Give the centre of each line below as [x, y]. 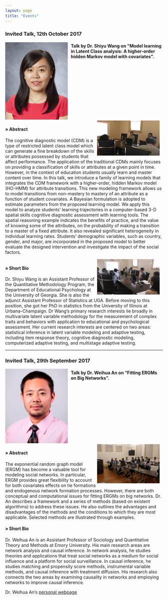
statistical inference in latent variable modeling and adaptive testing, [75, 333]
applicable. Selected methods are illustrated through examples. [70, 517]
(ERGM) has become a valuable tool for [45, 469]
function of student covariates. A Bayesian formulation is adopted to [75, 199]
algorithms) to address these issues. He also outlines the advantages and [81, 506]
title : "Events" [22, 16]
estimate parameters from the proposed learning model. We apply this [77, 204]
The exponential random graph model [44, 464]
